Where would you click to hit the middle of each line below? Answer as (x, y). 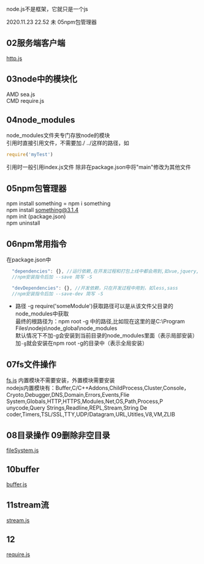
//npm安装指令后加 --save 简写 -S (52, 277)
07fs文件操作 (31, 364)
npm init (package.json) (36, 217)
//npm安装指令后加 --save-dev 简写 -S (58, 294)
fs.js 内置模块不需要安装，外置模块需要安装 (61, 380)
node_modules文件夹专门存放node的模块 (58, 135)
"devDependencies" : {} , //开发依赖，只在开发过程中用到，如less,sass (95, 288)
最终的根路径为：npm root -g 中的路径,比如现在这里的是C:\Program (100, 321)
